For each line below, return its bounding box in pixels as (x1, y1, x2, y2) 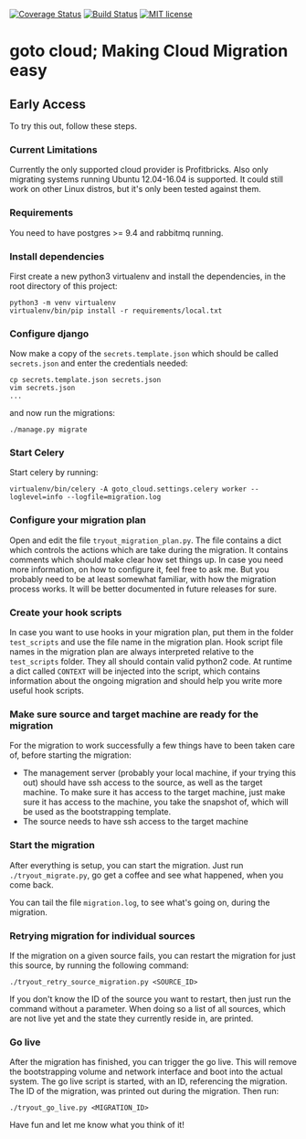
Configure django (9, 327, 90, 340)
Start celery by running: (9, 467, 99, 478)
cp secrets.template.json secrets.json (9, 376, 162, 385)
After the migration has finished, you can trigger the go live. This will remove (9, 1057, 297, 1068)
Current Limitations (9, 143, 98, 155)
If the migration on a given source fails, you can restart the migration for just (9, 950, 296, 961)
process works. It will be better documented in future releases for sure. (9, 583, 277, 594)
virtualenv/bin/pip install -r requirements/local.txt (9, 306, 223, 315)
